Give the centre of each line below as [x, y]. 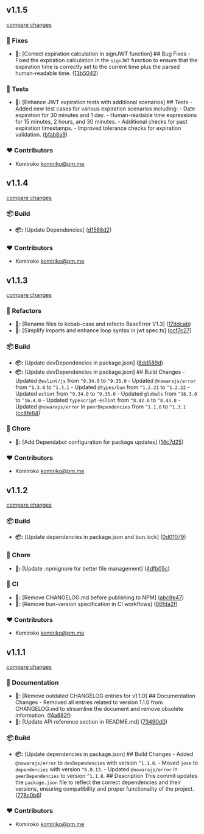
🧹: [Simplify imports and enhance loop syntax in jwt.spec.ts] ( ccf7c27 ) [103, 330]
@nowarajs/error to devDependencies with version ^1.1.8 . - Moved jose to [107, 763]
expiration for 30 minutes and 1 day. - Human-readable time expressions [106, 115]
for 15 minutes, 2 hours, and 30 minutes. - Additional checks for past [101, 122]
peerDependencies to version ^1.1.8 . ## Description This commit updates [106, 775]
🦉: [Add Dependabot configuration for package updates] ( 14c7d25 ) [99, 442]
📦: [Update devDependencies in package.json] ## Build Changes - [100, 372]
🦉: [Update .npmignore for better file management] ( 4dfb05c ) [93, 568]
